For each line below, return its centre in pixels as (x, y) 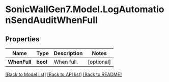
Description (68, 53)
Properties (22, 39)
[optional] (99, 62)
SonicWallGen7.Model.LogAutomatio (85, 9)
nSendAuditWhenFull (51, 20)
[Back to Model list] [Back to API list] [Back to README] (64, 74)
